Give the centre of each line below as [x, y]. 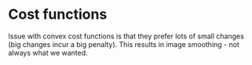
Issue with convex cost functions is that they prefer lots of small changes [126, 36]
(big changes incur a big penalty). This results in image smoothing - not [124, 44]
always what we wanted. [48, 52]
